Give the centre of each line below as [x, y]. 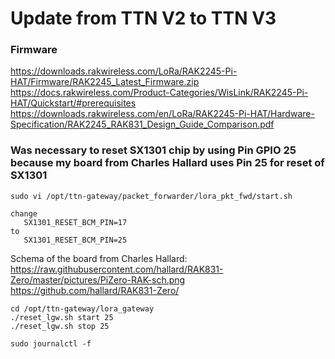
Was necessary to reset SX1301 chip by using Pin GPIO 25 [153, 150]
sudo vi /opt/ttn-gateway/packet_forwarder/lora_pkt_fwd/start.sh [151, 196]
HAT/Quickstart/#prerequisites [73, 103]
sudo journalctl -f [51, 343]
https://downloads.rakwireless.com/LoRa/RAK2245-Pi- [124, 71]
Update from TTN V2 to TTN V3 [143, 18]
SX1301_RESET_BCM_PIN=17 [75, 222]
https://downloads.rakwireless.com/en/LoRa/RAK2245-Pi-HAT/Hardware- [162, 114]
